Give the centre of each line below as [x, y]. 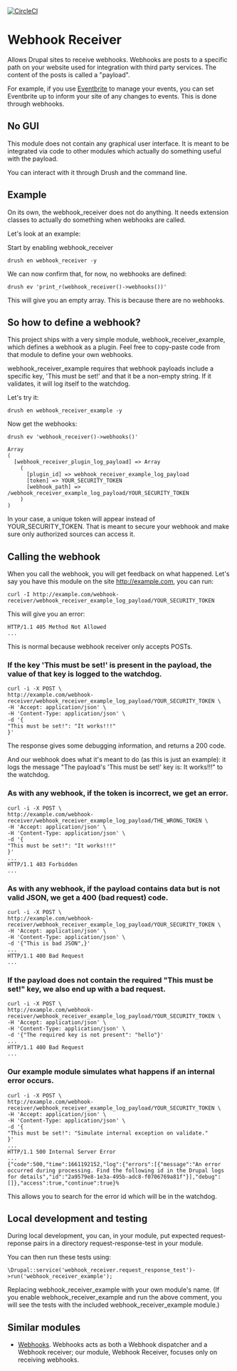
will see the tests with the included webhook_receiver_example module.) [114, 1305]
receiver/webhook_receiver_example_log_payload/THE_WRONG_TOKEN [105, 820]
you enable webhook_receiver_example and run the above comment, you [115, 1297]
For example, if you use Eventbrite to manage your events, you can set [111, 89]
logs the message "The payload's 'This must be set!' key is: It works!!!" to [115, 767]
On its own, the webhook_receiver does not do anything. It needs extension [118, 212]
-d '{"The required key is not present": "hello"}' [85, 1035]
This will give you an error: [46, 614]
